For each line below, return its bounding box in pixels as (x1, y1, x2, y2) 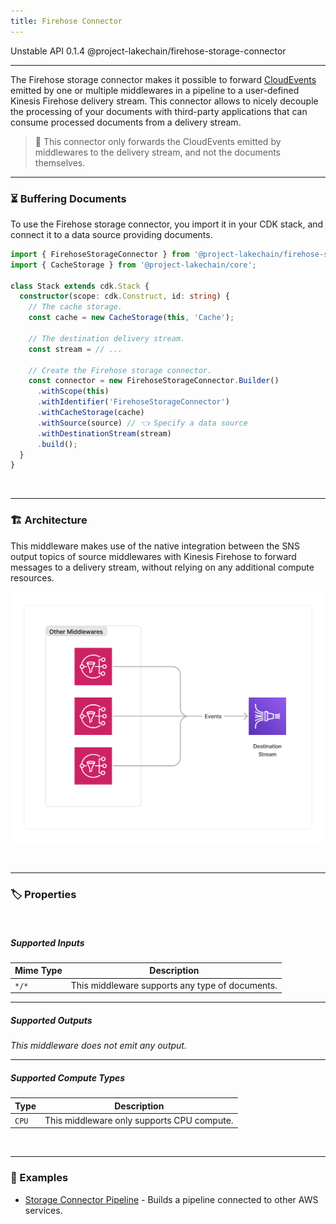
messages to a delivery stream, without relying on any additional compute (10, 561, 315, 573)
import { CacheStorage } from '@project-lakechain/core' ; (10, 260, 257, 270)
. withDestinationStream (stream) (36, 428, 172, 439)
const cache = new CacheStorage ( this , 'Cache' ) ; (28, 313, 235, 323)
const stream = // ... (28, 344, 123, 354)
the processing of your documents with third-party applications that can (10, 105, 308, 117)
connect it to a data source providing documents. (10, 228, 213, 240)
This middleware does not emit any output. (10, 1040, 187, 1052)
